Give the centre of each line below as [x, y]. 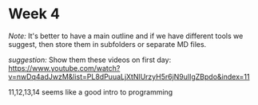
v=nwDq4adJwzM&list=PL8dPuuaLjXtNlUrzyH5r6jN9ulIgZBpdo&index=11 [129, 76]
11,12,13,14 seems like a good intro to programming [91, 91]
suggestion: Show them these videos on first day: [90, 60]
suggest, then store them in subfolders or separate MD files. [107, 44]
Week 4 [34, 14]
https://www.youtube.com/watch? [64, 68]
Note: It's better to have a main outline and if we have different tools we [126, 36]
